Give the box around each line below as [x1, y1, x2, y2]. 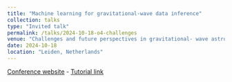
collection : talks [7, 17, 60, 23]
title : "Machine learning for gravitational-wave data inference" [7, 10, 202, 17]
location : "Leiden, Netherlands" [7, 49, 104, 56]
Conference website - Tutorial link [7, 67, 104, 76]
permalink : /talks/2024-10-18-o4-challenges [7, 29, 137, 37]
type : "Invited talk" [7, 23, 70, 30]
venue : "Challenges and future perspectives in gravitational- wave [7, 36, 209, 43]
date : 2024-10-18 [7, 42, 57, 49]
